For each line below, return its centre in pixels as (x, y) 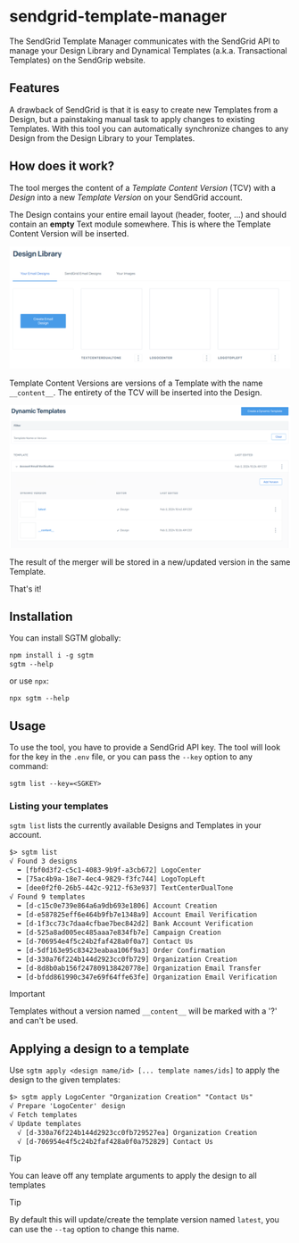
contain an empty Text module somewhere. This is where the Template (140, 224)
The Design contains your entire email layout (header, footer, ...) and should (148, 214)
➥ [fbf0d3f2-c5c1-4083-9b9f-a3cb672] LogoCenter (109, 870)
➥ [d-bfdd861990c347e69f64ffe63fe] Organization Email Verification (147, 978)
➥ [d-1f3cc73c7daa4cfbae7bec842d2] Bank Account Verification (135, 924)
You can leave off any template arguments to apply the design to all (133, 1176)
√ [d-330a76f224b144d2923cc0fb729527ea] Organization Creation (137, 1133)
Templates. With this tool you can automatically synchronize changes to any (149, 128)
